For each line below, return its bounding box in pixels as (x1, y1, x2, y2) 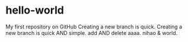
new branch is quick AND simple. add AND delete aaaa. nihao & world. (5, 29, 178, 36)
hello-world (5, 4, 65, 17)
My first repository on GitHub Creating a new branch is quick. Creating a (5, 23, 182, 30)
